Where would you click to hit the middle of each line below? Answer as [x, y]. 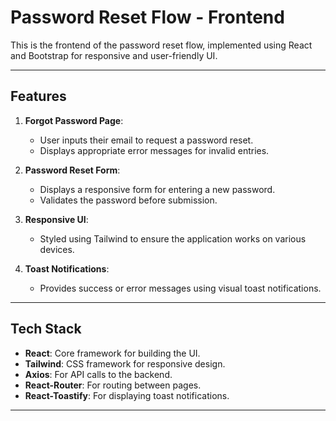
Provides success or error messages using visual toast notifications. [180, 288]
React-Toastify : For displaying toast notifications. [127, 395]
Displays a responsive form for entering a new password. [157, 189]
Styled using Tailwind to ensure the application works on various [173, 238]
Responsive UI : [56, 219]
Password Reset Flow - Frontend [147, 17]
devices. [57, 249]
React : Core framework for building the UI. [112, 353]
